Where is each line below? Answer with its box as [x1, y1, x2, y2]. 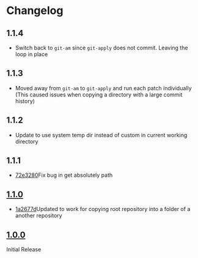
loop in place [15, 51, 48, 58]
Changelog [6, 4, 64, 18]
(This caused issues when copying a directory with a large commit [15, 91, 183, 98]
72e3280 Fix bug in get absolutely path [15, 171, 113, 179]
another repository [15, 212, 62, 220]
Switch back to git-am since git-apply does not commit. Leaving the [15, 44, 188, 51]
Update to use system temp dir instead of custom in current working [15, 131, 188, 138]
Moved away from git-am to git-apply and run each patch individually [15, 84, 192, 91]
